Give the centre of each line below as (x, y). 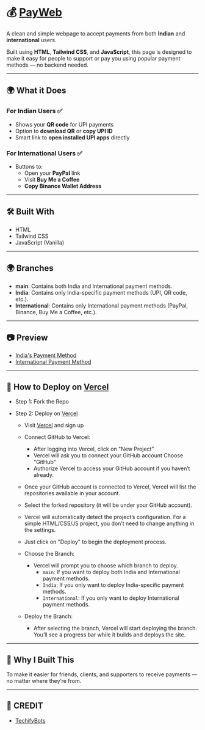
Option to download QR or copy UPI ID (64, 131)
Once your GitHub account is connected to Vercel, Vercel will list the (110, 487)
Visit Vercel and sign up (54, 426)
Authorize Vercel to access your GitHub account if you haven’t (112, 468)
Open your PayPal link (52, 173)
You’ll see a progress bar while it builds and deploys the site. (110, 635)
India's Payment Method (46, 355)
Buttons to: (29, 166)
